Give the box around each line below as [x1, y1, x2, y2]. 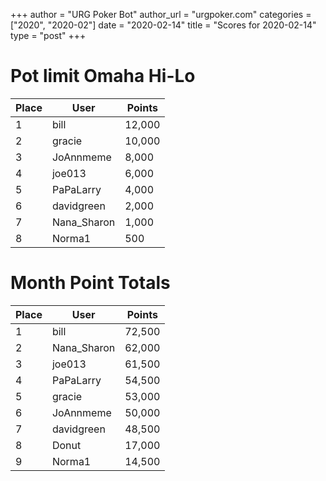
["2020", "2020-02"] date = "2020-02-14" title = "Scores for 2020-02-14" [10, 19, 317, 31]
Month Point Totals [10, 272, 171, 294]
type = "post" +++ [10, 30, 87, 41]
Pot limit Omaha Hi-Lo [10, 65, 196, 88]
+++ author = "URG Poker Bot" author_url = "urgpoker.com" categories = [10, 9, 312, 20]
